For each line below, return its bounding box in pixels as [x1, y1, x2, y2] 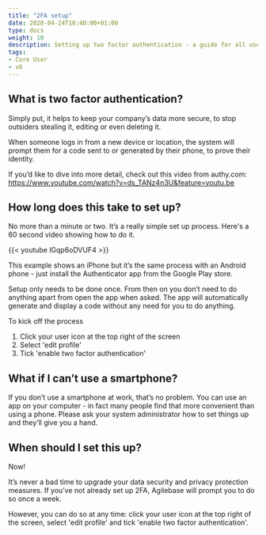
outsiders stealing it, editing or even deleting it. [8, 122, 161, 131]
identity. [8, 154, 35, 163]
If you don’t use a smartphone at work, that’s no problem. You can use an [8, 393, 247, 402]
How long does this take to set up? [8, 200, 182, 214]
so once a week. [8, 494, 62, 503]
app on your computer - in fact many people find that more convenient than [8, 401, 255, 411]
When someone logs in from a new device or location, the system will [8, 137, 235, 146]
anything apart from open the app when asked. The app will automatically [8, 293, 249, 302]
